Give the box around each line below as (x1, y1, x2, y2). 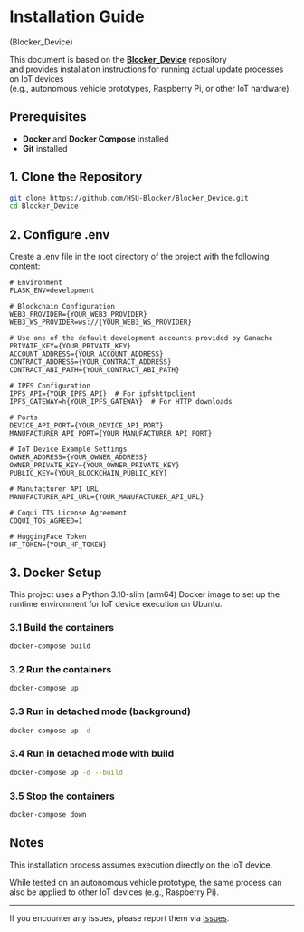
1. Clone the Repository (9, 170, 143, 185)
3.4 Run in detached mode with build (9, 747, 175, 760)
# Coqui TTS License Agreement (9, 508, 128, 518)
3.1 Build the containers (9, 621, 115, 633)
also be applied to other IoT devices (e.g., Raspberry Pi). (9, 887, 220, 898)
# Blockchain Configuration (9, 302, 116, 311)
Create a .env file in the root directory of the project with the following (9, 251, 270, 262)
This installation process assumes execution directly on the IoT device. (9, 859, 273, 870)
